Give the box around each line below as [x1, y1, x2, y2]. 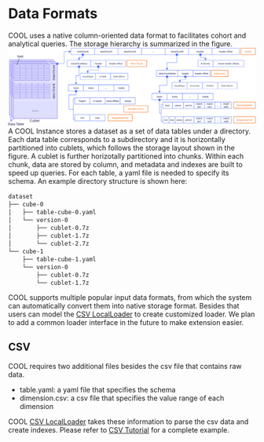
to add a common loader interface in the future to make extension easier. [8, 317, 244, 327]
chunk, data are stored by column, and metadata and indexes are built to [8, 159, 244, 169]
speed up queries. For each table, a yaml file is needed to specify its [8, 168, 229, 177]
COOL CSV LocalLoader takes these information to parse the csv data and [8, 417, 249, 426]
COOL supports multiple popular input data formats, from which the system [8, 292, 252, 302]
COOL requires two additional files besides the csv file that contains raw [8, 361, 242, 371]
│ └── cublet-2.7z [8, 239, 90, 247]
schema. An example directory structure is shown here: [8, 176, 188, 185]
